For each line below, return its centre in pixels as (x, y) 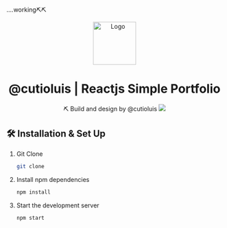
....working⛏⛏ (26, 10)
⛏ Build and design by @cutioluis (110, 109)
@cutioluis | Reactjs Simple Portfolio (115, 89)
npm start (31, 218)
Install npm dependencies (53, 179)
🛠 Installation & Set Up (56, 134)
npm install (33, 192)
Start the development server (58, 205)
